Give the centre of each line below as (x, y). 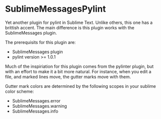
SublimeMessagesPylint (56, 9)
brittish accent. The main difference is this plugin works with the (70, 27)
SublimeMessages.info (35, 111)
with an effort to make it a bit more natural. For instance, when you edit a (78, 71)
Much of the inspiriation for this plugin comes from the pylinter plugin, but (80, 66)
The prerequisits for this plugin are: (40, 42)
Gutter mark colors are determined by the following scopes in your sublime (80, 86)
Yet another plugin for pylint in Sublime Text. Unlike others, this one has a (79, 22)
